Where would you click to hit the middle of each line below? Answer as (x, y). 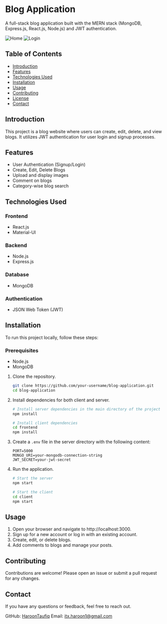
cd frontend (25, 428)
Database (17, 275)
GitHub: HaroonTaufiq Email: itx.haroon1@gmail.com (59, 616)
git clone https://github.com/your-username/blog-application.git (83, 386)
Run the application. (33, 469)
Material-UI (24, 233)
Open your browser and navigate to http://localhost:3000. (72, 529)
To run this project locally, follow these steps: (52, 337)
